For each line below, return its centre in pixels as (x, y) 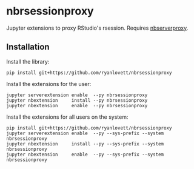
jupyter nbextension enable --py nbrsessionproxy (77, 105)
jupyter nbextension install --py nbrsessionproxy (77, 100)
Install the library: (28, 61)
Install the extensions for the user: (49, 84)
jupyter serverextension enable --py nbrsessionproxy (77, 95)
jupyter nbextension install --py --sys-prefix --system (85, 144)
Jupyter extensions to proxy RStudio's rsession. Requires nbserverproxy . (97, 28)
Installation (28, 47)
